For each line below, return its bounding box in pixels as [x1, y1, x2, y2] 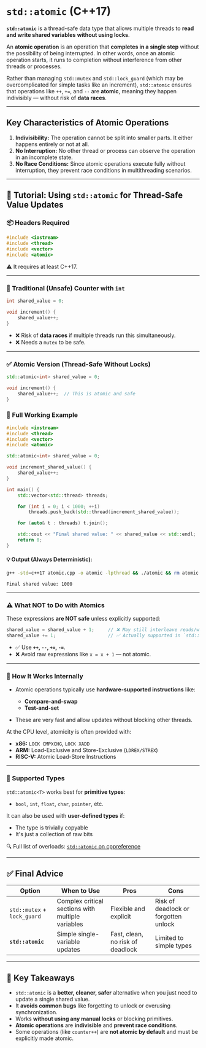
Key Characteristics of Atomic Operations [6, 118, 169, 128]
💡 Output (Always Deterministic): [6, 556, 93, 563]
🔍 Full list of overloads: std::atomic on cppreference [6, 842, 141, 850]
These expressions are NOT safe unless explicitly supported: [6, 615, 161, 623]
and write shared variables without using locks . [6, 31, 130, 38]
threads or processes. [6, 63, 63, 70]
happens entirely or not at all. [15, 140, 90, 148]
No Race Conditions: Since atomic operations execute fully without [15, 160, 186, 167]
